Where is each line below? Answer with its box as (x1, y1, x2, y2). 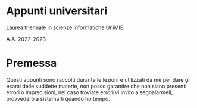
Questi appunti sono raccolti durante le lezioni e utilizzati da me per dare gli (6, 76, 192, 83)
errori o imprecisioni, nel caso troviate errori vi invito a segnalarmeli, (6, 88, 173, 96)
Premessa (6, 57, 57, 70)
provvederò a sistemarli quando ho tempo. (6, 95, 110, 102)
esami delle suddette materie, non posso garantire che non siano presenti (6, 82, 187, 90)
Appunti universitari (6, 4, 108, 18)
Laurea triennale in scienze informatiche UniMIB (6, 24, 124, 31)
